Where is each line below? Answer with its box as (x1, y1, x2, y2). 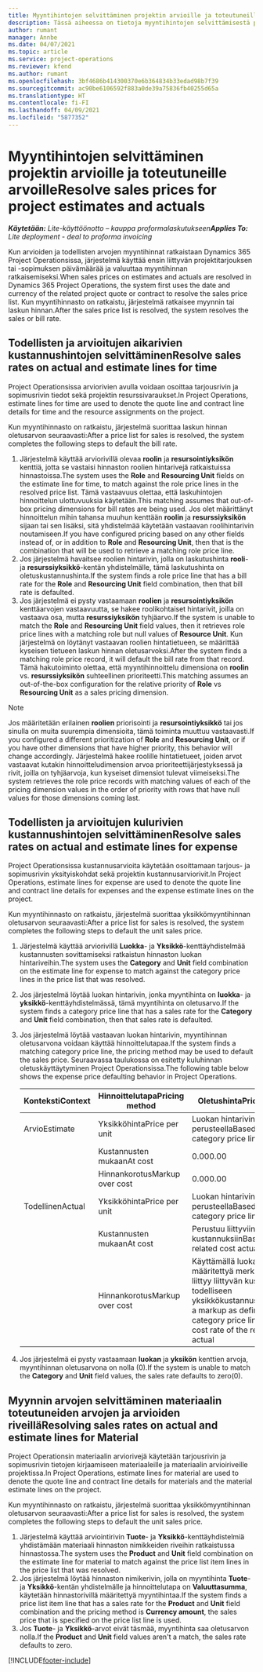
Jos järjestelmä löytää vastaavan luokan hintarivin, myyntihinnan (19, 1030, 228, 1040)
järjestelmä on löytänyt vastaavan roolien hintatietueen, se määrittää (19, 637, 240, 647)
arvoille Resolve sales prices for (8, 181, 217, 199)
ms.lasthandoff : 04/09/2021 (8, 107, 100, 115)
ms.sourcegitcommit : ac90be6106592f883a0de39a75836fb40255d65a (8, 84, 219, 93)
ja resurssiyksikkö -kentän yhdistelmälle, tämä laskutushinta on (19, 562, 225, 571)
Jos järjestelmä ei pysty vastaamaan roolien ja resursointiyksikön (19, 596, 234, 605)
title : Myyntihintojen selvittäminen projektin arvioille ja (8, 11, 212, 20)
